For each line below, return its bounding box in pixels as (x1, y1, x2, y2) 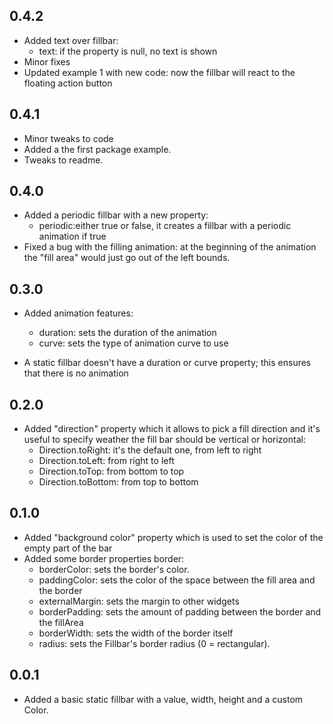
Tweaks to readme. (23, 154, 104, 166)
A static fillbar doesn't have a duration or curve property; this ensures (23, 357, 312, 369)
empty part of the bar (23, 542, 113, 554)
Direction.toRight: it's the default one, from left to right (38, 444, 262, 456)
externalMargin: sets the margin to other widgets (38, 595, 240, 607)
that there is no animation (23, 367, 129, 379)
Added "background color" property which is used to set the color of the (23, 531, 324, 543)
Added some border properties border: (23, 552, 185, 564)
